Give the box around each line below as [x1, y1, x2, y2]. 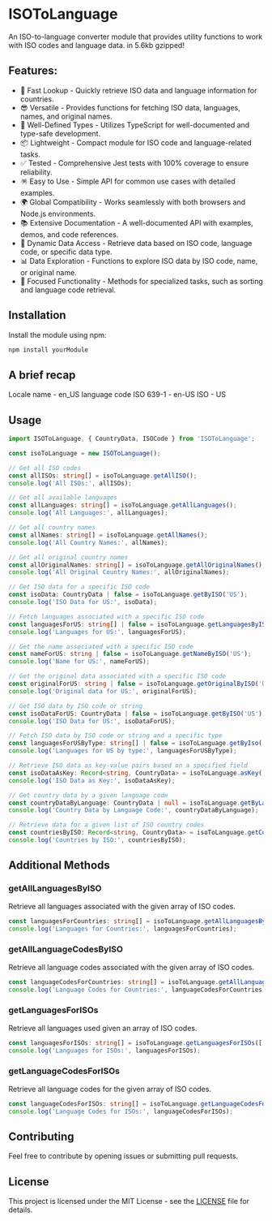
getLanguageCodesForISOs [8, 1065, 120, 1076]
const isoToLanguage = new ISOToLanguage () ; [8, 449, 161, 457]
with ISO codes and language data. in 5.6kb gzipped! [8, 40, 185, 50]
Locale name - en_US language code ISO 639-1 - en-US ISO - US [8, 390, 227, 399]
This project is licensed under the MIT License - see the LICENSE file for [8, 1197, 249, 1206]
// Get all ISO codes [8, 464, 82, 472]
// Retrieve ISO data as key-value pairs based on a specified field [8, 762, 249, 770]
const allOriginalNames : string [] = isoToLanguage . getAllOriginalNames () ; [8, 561, 266, 569]
